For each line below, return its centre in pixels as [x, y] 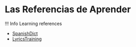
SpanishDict [25, 33]
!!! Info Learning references [33, 24]
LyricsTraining [27, 39]
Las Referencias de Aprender [68, 9]
